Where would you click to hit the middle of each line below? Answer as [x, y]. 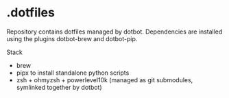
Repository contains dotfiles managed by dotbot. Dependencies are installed [114, 32]
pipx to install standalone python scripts [73, 73]
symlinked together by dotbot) [59, 87]
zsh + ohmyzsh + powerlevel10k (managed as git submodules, [105, 79]
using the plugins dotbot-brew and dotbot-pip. [72, 38]
